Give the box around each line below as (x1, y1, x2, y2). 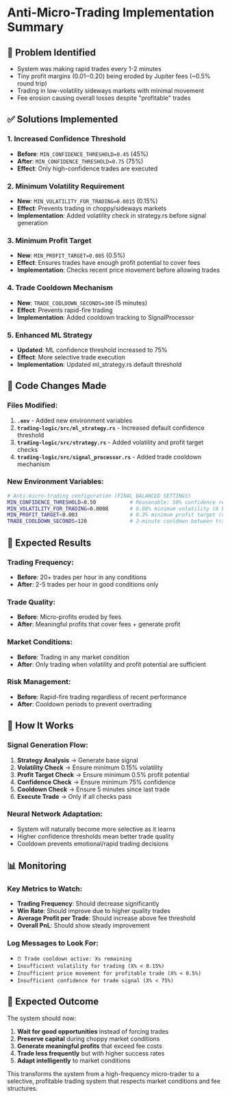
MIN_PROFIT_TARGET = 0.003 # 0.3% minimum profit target (7, 511, 216, 518)
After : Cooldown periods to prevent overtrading (16, 700, 152, 708)
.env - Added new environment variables (16, 416, 133, 424)
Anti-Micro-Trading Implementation (7, 5, 214, 21)
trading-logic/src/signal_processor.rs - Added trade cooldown (16, 452, 202, 461)
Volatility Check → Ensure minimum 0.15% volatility (16, 763, 163, 771)
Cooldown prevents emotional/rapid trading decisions (16, 839, 169, 847)
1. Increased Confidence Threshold (7, 134, 127, 144)
